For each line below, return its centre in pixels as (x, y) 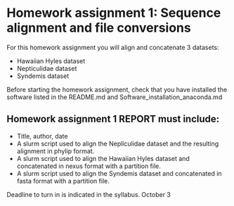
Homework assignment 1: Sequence (114, 13)
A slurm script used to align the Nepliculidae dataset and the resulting (118, 143)
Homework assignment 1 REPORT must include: (113, 119)
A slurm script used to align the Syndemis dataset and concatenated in (119, 173)
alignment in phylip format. (56, 151)
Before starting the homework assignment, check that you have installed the (117, 89)
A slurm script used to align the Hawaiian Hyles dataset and (103, 158)
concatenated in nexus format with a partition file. (89, 166)
